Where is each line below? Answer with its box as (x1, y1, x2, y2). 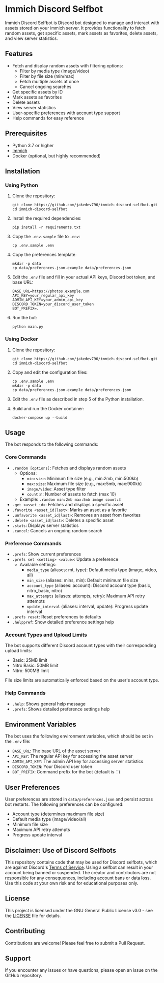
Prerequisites (5, 129, 47, 138)
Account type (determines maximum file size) (12, 811, 105, 817)
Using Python (5, 182, 38, 188)
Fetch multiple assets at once (19, 78, 80, 84)
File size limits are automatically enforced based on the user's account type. (5, 677, 160, 683)
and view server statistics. (5, 35, 58, 41)
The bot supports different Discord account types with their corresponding (5, 643, 156, 648)
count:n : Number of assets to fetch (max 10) (27, 491, 116, 497)
